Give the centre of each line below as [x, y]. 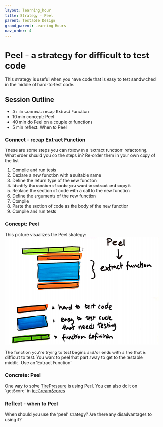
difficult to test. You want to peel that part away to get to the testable [74, 357]
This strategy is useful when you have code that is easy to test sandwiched [81, 79]
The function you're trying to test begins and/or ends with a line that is [76, 353]
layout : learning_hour [28, 10]
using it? [13, 419]
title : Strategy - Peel [29, 15]
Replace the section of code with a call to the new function [71, 191]
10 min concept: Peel [33, 116]
